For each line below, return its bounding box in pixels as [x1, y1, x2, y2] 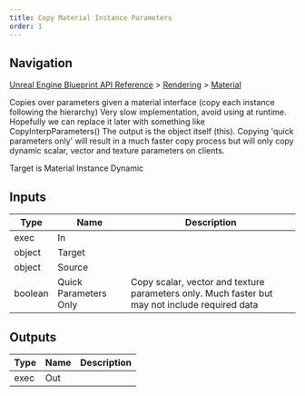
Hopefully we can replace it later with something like [9, 116, 206, 127]
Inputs [9, 189, 47, 204]
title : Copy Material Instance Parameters [9, 13, 172, 23]
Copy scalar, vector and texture [130, 276, 265, 289]
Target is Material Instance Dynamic [9, 163, 144, 173]
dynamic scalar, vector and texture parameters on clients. [9, 145, 225, 156]
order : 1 [9, 22, 43, 31]
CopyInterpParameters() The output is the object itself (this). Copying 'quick [9, 126, 294, 137]
